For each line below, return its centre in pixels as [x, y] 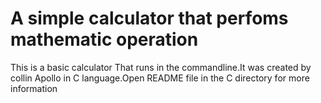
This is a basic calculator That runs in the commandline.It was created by [161, 67]
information [34, 88]
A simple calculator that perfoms [149, 18]
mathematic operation [104, 39]
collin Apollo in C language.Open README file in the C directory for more [160, 78]
